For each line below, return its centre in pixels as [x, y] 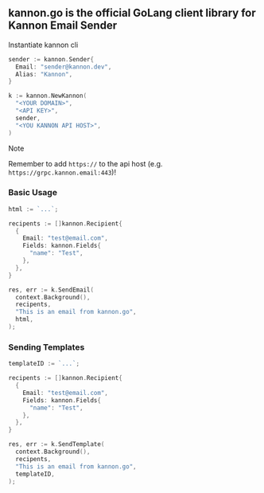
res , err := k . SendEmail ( [51, 290]
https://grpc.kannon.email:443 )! [62, 172]
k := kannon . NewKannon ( [48, 96]
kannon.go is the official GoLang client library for [132, 13]
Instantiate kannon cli [43, 45]
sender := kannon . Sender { [51, 59]
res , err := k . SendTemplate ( [56, 444]
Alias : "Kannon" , [44, 74]
